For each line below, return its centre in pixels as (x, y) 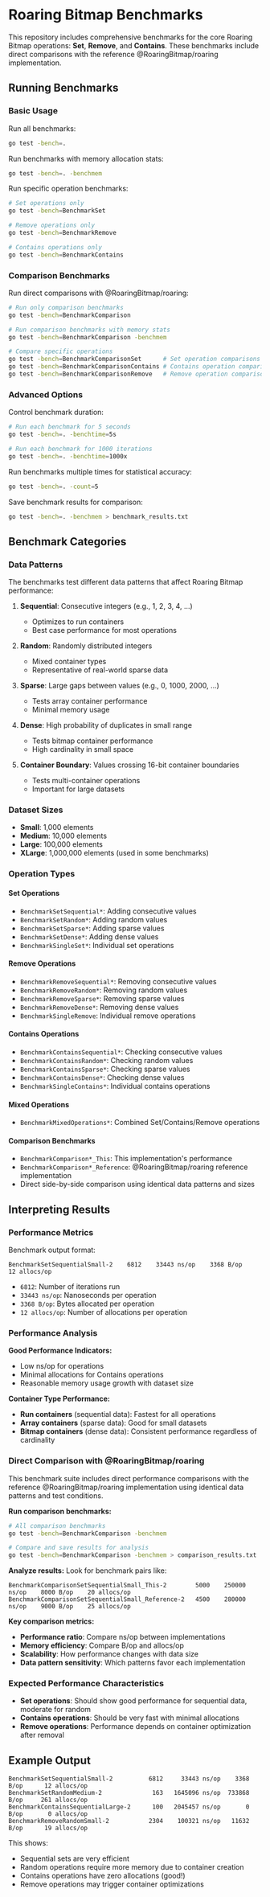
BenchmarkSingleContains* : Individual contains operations (115, 1086)
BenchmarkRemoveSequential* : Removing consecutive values (118, 981)
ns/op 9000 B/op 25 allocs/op (70, 1607)
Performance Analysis (53, 1333)
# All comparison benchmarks (57, 1525)
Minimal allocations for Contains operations (92, 1375)
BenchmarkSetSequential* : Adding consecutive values (108, 911)
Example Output (49, 1760)
